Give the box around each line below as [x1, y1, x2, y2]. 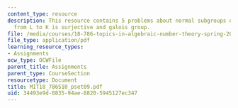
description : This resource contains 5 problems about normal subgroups [7, 17, 227, 24]
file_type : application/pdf [7, 37, 91, 44]
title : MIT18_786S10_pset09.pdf [7, 83, 103, 90]
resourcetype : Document [7, 76, 78, 84]
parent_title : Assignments [7, 63, 87, 70]
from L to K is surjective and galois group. [13, 23, 151, 31]
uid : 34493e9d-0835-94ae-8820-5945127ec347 [7, 90, 138, 97]
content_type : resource [7, 10, 78, 18]
